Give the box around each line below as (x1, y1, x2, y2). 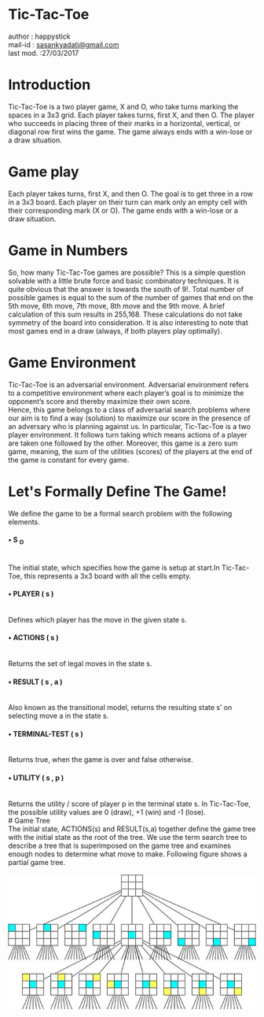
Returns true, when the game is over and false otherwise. (8, 755, 194, 764)
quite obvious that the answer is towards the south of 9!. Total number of (8, 284, 244, 294)
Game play (8, 163, 80, 181)
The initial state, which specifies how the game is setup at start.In (8, 563, 220, 572)
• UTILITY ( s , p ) (8, 773, 64, 782)
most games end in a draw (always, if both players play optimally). (8, 326, 222, 335)
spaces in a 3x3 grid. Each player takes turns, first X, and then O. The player (8, 110, 255, 120)
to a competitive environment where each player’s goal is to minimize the (8, 388, 244, 398)
